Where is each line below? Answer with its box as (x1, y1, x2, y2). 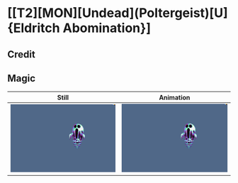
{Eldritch (7, 20, 60, 36)
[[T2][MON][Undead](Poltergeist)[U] (7, 5, 228, 21)
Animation (159, 93, 191, 101)
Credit (7, 48, 35, 60)
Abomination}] (62, 20, 151, 36)
